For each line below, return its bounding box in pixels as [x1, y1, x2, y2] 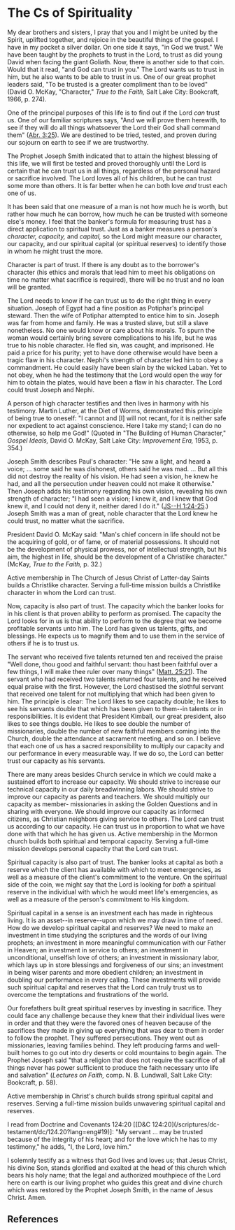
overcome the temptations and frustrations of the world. [7, 990, 169, 999]
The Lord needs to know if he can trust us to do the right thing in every [7, 296, 211, 305]
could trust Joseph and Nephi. [7, 385, 94, 394]
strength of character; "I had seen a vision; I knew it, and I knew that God [7, 494, 218, 503]
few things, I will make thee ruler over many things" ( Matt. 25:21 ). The [7, 667, 208, 675]
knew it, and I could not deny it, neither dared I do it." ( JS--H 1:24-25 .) [7, 501, 208, 510]
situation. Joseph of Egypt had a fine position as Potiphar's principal [7, 303, 204, 312]
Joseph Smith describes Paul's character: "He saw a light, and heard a [7, 457, 211, 466]
